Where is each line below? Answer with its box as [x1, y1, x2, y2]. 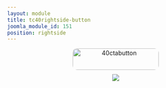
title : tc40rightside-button [7, 16, 91, 23]
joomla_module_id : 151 [7, 23, 72, 30]
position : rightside [7, 29, 67, 36]
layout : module [7, 10, 51, 17]
